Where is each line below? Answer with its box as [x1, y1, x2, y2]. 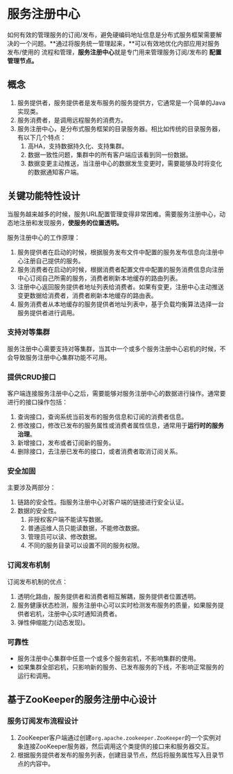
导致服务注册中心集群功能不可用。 [12, 353, 111, 361]
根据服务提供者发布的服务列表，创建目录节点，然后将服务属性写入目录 [17, 750, 218, 759]
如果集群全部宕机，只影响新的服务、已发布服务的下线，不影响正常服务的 [17, 663, 224, 671]
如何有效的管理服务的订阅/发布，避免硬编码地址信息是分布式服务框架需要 [7, 30, 216, 39]
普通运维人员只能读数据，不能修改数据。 [27, 524, 144, 532]
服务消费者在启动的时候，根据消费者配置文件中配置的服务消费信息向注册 [17, 265, 224, 274]
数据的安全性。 [17, 507, 60, 515]
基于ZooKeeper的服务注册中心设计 [7, 694, 157, 705]
